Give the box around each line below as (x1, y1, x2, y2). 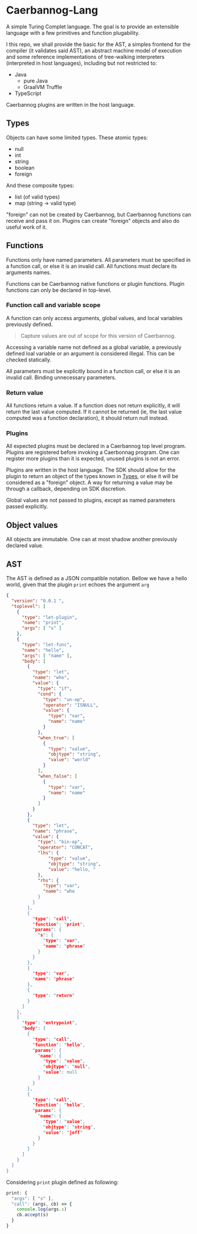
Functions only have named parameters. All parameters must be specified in (6, 256, 191, 263)
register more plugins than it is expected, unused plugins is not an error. (6, 455, 181, 462)
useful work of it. (6, 223, 47, 231)
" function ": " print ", (32, 921, 85, 927)
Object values (6, 520, 58, 530)
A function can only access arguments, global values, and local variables (6, 314, 183, 321)
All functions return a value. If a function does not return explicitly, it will (6, 402, 181, 409)
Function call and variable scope (6, 301, 101, 310)
